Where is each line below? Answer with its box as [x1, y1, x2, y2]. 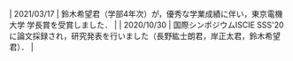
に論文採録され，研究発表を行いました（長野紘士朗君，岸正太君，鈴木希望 [9, 31, 281, 41]
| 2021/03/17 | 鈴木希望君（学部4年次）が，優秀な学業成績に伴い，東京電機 [9, 9, 283, 19]
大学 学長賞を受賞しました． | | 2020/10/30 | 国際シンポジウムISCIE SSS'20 [9, 19, 285, 30]
